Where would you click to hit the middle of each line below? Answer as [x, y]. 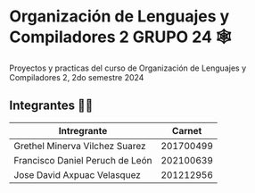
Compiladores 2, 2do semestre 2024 [77, 77]
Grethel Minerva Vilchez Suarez [80, 146]
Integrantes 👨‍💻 [51, 106]
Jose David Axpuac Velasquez [77, 174]
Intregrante [83, 130]
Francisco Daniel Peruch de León [83, 160]
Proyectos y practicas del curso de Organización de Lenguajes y [128, 68]
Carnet [187, 130]
